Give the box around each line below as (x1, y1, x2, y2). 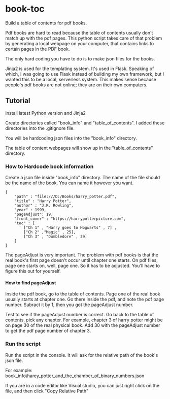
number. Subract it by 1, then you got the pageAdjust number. (5, 302, 133, 308)
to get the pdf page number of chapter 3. (5, 328, 91, 334)
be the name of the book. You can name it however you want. (5, 180, 134, 186)
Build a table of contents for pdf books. (5, 20, 87, 26)
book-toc (5, 3, 45, 15)
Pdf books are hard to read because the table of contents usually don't (5, 29, 153, 36)
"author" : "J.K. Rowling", (14, 203, 74, 208)
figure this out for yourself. (5, 268, 61, 274)
